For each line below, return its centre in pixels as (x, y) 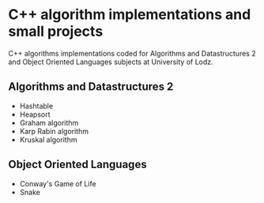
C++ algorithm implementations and (130, 15)
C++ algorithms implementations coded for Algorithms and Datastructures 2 (132, 53)
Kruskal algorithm (48, 140)
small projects (56, 31)
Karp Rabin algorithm (54, 131)
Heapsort (35, 114)
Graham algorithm (49, 123)
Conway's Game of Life (58, 183)
